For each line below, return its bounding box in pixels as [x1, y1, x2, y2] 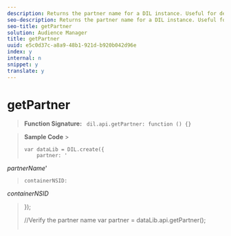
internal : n [7, 55, 41, 62]
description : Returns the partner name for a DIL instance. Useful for [7, 10, 217, 17]
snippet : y [7, 61, 38, 68]
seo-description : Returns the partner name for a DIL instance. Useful [7, 16, 217, 23]
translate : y [7, 67, 45, 74]
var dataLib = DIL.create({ [23, 146, 104, 153]
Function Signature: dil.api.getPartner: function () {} [23, 119, 192, 128]
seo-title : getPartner [7, 23, 72, 29]
